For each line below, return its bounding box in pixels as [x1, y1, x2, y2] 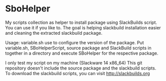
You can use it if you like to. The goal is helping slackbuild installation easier [5, 24, 161, 30]
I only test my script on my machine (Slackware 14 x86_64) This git [5, 60, 143, 66]
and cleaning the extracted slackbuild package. [5, 30, 103, 36]
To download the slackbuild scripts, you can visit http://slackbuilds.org [5, 70, 151, 76]
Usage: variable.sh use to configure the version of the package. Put [5, 39, 144, 45]
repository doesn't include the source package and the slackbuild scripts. [5, 65, 157, 71]
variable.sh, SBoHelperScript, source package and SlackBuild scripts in [5, 45, 152, 51]
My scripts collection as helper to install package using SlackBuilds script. [5, 19, 158, 25]
